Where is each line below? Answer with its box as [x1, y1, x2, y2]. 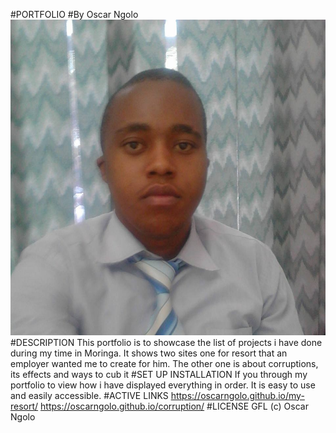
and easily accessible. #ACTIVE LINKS [10, 389, 169, 401]
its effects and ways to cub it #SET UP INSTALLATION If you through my [10, 368, 308, 380]
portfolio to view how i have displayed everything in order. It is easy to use [10, 379, 316, 391]
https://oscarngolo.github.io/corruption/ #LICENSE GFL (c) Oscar [40, 400, 309, 412]
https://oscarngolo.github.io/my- [170, 389, 305, 401]
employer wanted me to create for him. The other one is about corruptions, [10, 357, 319, 369]
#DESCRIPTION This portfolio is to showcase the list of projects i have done [10, 336, 323, 348]
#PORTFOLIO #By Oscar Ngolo [10, 9, 139, 20]
